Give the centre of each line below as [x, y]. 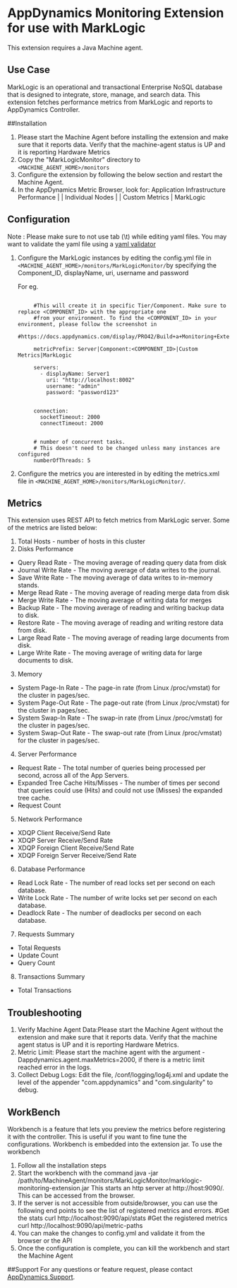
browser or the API [45, 1241]
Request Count [39, 805]
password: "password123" [83, 392]
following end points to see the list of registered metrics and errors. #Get [123, 1211]
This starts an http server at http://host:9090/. [157, 1188]
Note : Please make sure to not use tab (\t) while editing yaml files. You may [117, 236]
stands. [28, 585]
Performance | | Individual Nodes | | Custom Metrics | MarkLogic [111, 197]
